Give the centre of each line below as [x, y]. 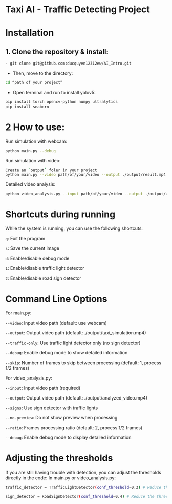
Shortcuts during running [60, 214]
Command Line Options [56, 299]
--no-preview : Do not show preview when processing [61, 418]
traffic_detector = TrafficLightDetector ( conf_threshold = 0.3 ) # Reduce [83, 487]
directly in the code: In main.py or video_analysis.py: [61, 478]
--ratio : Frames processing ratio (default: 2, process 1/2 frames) [74, 428]
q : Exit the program [25, 239]
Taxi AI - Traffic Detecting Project [78, 9]
